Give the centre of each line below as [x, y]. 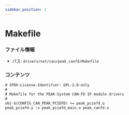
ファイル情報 [20, 49]
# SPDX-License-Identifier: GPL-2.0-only [47, 85]
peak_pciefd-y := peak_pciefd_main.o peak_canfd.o [57, 108]
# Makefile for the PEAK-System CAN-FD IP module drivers [64, 94]
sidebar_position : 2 [26, 9]
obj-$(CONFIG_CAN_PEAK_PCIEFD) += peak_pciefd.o [55, 103]
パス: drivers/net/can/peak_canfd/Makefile [55, 61]
